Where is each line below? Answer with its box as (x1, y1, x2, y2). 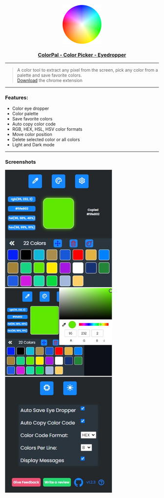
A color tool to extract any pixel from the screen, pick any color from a (17, 67, 158, 73)
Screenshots (5, 159, 36, 165)
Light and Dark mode (12, 141, 55, 147)
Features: (5, 94, 28, 101)
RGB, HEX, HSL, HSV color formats (12, 126, 82, 132)
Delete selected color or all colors (12, 137, 80, 142)
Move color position (12, 131, 53, 137)
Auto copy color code (12, 121, 56, 127)
